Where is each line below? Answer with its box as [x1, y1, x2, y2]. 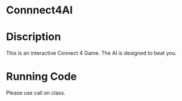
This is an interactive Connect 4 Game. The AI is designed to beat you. [6, 50, 177, 57]
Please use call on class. [6, 89, 66, 96]
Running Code [6, 70, 77, 83]
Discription [6, 30, 62, 44]
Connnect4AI [6, 4, 73, 17]
